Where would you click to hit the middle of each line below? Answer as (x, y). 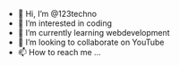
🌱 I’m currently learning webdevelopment (94, 33)
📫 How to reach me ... (59, 52)
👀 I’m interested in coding (65, 23)
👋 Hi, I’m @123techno (57, 14)
